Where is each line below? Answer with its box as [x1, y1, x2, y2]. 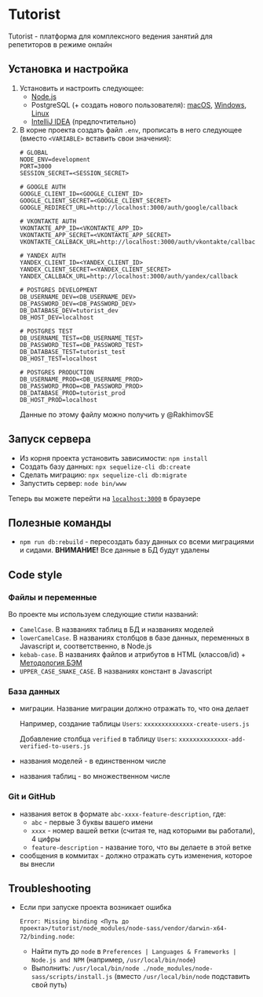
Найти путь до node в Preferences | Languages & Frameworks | [31, 947, 237, 956]
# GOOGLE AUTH [19, 183, 66, 191]
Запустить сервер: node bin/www [19, 478, 127, 488]
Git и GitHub [8, 791, 57, 802]
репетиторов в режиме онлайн [8, 39, 112, 49]
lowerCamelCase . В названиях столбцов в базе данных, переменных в [19, 634, 250, 643]
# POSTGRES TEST [19, 327, 73, 335]
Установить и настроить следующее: [19, 83, 144, 93]
